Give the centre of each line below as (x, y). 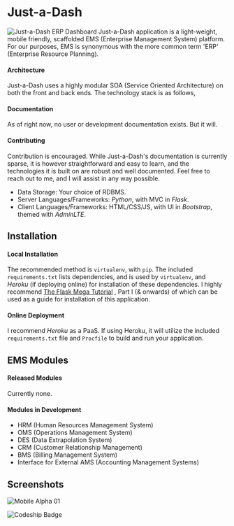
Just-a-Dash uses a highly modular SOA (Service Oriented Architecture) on (115, 85)
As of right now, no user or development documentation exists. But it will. (112, 125)
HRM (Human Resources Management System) (85, 425)
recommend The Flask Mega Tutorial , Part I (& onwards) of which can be (112, 292)
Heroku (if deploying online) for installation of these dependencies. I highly (115, 285)
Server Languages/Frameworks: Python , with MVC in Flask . (103, 199)
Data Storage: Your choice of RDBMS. (72, 192)
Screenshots (36, 484)
